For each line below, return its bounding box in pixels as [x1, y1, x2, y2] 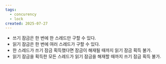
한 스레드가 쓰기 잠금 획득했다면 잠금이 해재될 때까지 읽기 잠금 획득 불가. [12, 47, 152, 53]
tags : [5, 7, 16, 12]
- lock [9, 16, 23, 21]
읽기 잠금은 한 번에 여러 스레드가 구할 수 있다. [12, 41, 101, 47]
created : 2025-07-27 [5, 21, 48, 26]
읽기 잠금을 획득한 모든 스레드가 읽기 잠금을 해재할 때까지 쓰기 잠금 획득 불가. [12, 54, 162, 60]
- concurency [9, 12, 37, 17]
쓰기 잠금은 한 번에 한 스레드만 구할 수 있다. [12, 35, 96, 41]
